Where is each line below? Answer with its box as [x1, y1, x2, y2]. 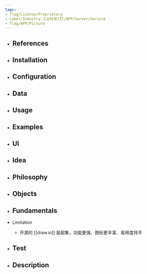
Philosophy [12, 173, 48, 181]
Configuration [12, 72, 57, 81]
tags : [5, 7, 16, 12]
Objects [12, 190, 37, 198]
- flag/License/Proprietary [5, 12, 63, 17]
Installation [12, 56, 48, 64]
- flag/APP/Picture [5, 21, 45, 26]
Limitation [12, 219, 32, 225]
